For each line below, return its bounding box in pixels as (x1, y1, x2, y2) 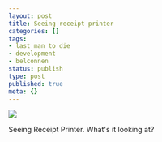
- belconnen (8, 58, 49, 66)
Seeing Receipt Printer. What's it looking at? (8, 125, 155, 135)
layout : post (8, 11, 53, 20)
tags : (8, 34, 27, 43)
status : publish (8, 65, 63, 73)
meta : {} (8, 87, 38, 96)
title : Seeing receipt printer (8, 19, 114, 28)
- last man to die (8, 42, 70, 50)
